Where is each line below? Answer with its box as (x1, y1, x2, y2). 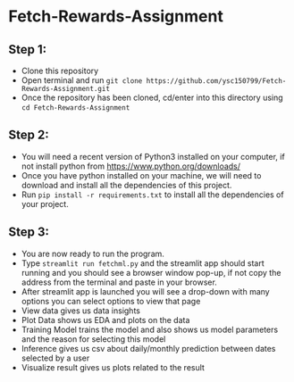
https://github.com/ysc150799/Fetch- (146, 77, 287, 86)
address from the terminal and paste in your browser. (21, 277, 218, 287)
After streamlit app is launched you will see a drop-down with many (21, 286, 270, 296)
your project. (21, 198, 69, 209)
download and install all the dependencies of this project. (21, 179, 232, 190)
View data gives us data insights (21, 305, 140, 316)
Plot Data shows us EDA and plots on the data (21, 314, 190, 325)
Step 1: (8, 42, 47, 57)
